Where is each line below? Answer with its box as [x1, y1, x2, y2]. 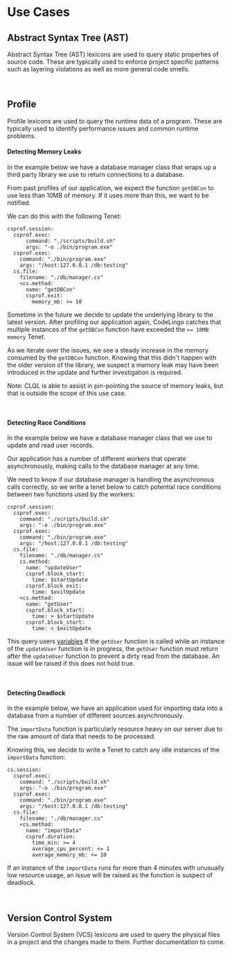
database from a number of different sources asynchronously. [7, 711, 185, 720]
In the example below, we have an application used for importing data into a [7, 704, 223, 712]
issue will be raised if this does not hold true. [7, 659, 135, 668]
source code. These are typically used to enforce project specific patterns [7, 58, 220, 66]
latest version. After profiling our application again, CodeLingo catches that [7, 318, 222, 326]
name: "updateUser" [25, 564, 82, 571]
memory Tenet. [7, 332, 46, 341]
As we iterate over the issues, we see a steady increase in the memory [7, 346, 209, 355]
